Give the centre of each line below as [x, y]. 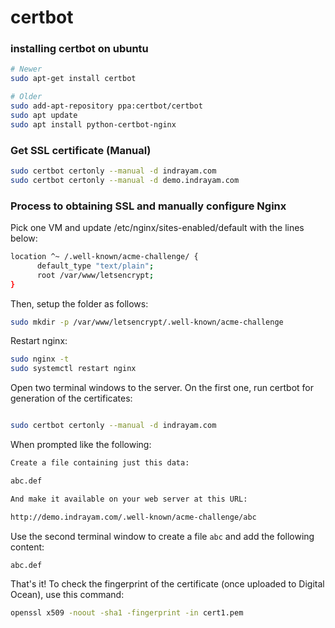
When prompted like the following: [81, 445]
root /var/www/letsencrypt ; [95, 275]
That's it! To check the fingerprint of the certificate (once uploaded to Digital [167, 584]
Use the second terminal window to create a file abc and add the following [162, 536]
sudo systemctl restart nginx [73, 369]
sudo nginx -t [40, 359]
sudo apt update [44, 115]
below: [24, 238]
